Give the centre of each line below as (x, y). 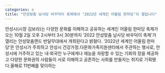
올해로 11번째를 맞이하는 (33, 65)
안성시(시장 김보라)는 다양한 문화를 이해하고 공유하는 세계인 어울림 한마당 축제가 (82, 29)
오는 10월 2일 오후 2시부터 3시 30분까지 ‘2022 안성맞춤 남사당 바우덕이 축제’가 (81, 35)
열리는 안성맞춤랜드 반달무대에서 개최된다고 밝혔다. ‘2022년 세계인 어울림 (76, 41)
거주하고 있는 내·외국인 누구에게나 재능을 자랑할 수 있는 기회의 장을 (82, 53)
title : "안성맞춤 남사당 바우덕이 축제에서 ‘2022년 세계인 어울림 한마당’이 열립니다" (81, 14)
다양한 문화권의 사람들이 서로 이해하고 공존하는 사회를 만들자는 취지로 (77, 59)
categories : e (20, 10)
